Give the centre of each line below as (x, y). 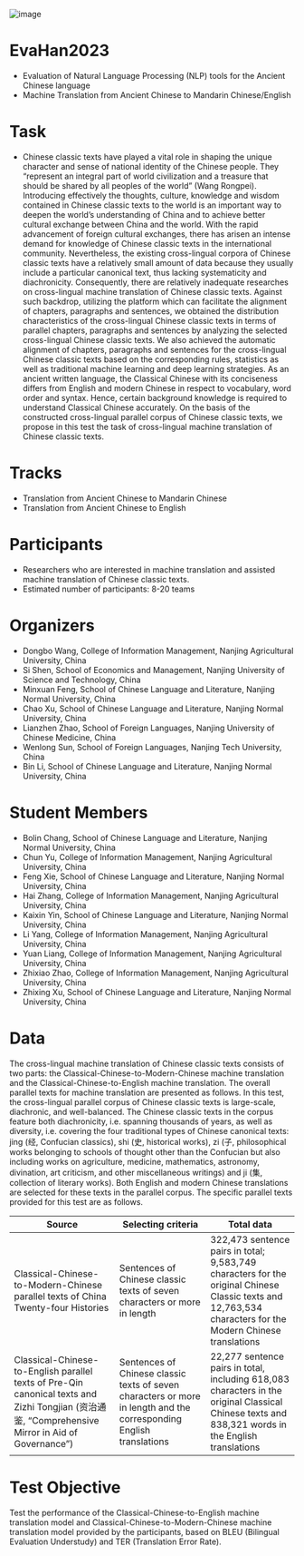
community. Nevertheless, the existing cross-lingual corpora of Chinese (157, 253)
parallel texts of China (60, 1296)
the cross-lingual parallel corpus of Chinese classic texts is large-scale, (142, 1101)
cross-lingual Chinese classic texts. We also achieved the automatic (149, 339)
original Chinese (245, 1285)
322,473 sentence (250, 1239)
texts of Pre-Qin (48, 1382)
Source (62, 1224)
